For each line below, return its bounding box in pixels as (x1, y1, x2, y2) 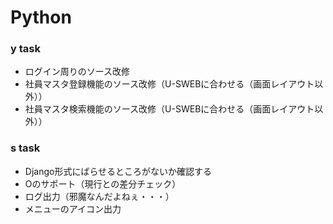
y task (10, 42, 41, 56)
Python (10, 6, 72, 29)
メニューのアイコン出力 (24, 202, 122, 215)
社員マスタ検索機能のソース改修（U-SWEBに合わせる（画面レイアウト (24, 103, 315, 115)
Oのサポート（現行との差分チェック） (24, 177, 182, 190)
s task (10, 141, 41, 155)
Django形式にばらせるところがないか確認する (24, 165, 213, 177)
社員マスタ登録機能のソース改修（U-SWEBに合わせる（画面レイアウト (24, 78, 315, 90)
